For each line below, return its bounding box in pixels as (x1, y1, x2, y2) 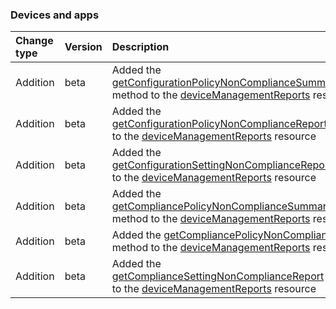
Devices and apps (10, 8, 100, 22)
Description (111, 40, 170, 54)
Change (15, 34, 54, 48)
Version (64, 40, 103, 54)
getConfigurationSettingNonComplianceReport (111, 158, 333, 172)
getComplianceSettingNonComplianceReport (111, 269, 325, 283)
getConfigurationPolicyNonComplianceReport (111, 117, 328, 131)
